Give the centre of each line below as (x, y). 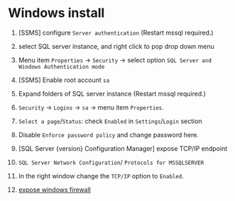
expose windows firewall (54, 190)
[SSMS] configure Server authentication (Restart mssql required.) (116, 33)
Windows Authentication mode (61, 67)
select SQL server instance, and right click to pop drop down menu (116, 46)
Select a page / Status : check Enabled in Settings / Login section (110, 121)
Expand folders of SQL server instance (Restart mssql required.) (112, 93)
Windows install (56, 13)
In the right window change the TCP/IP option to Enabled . (101, 176)
